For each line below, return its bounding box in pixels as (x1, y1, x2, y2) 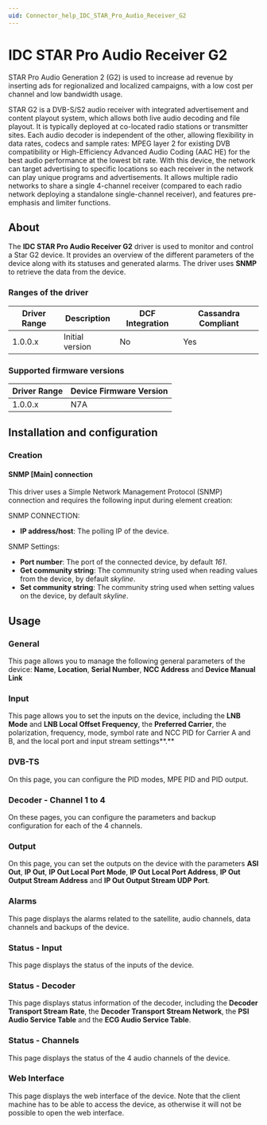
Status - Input (8, 942, 63, 953)
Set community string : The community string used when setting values (19, 583, 255, 592)
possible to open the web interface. (8, 1107, 125, 1117)
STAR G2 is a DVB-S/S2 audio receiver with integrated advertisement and (8, 104, 249, 114)
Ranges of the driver (8, 287, 89, 299)
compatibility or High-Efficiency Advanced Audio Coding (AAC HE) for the (8, 146, 250, 156)
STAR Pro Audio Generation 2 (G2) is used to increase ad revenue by (8, 72, 234, 82)
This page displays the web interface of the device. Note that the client (8, 1091, 241, 1100)
